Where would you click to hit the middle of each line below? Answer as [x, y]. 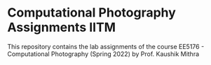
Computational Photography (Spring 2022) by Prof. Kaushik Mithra [103, 54]
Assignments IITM [62, 27]
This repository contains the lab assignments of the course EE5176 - [106, 46]
